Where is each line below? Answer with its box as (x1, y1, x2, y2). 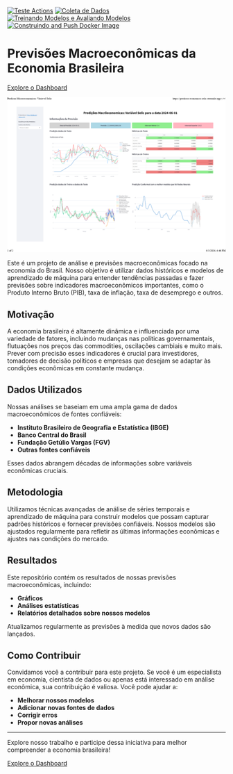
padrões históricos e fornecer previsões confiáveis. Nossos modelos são (7, 520, 216, 528)
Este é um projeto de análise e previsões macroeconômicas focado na (7, 259, 208, 267)
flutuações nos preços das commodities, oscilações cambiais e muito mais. (7, 342, 223, 350)
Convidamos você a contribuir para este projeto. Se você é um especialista (7, 668, 222, 677)
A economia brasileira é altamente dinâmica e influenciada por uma (7, 327, 200, 336)
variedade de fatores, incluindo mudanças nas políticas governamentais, (7, 334, 215, 343)
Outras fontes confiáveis (17, 445, 91, 454)
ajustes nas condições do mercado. (7, 534, 110, 543)
